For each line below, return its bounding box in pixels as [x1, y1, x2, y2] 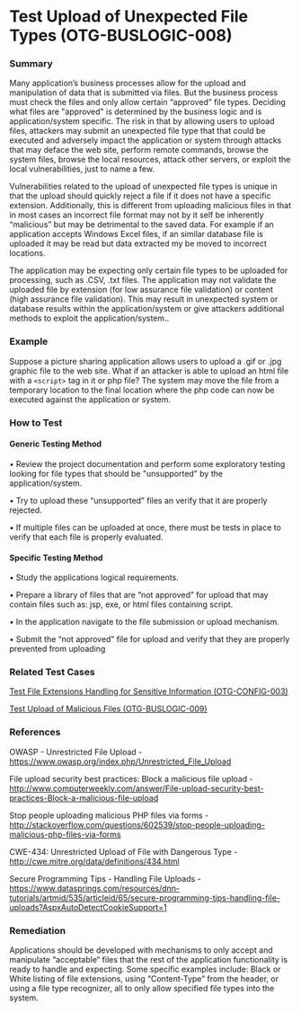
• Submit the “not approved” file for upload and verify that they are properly [9, 634, 290, 645]
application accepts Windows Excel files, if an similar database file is [9, 229, 263, 240]
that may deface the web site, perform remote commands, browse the [9, 145, 269, 155]
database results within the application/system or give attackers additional [9, 304, 285, 314]
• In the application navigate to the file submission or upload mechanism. [9, 617, 280, 628]
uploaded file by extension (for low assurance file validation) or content [9, 285, 274, 295]
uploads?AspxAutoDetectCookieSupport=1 [9, 902, 168, 912]
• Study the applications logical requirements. [9, 572, 180, 583]
